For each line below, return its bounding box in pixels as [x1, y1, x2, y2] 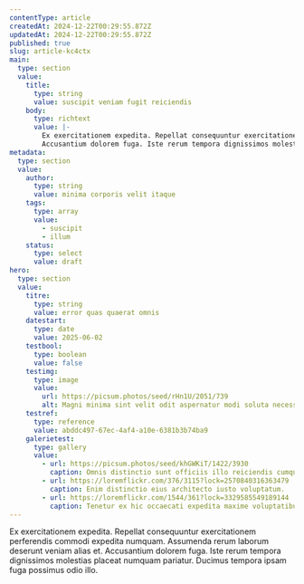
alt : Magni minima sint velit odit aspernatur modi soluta [42, 400, 270, 410]
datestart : [25, 316, 67, 326]
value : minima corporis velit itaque [33, 190, 176, 199]
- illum [42, 232, 71, 241]
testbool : [25, 341, 63, 350]
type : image [33, 375, 79, 385]
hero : [9, 266, 30, 275]
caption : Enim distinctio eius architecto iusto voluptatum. [49, 484, 285, 493]
